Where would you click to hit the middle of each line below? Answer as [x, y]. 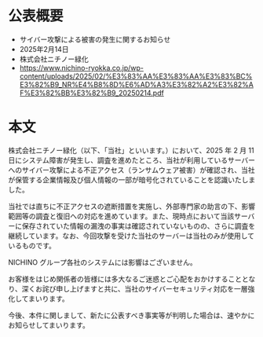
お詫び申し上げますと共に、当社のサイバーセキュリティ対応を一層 [141, 288]
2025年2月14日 [44, 49]
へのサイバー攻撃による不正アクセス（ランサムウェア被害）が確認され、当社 [131, 170]
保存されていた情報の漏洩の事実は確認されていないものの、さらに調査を [139, 225]
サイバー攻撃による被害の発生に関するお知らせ [95, 39]
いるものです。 [32, 245]
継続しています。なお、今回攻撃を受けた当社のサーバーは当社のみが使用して [131, 236]
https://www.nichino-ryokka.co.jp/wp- [81, 68]
